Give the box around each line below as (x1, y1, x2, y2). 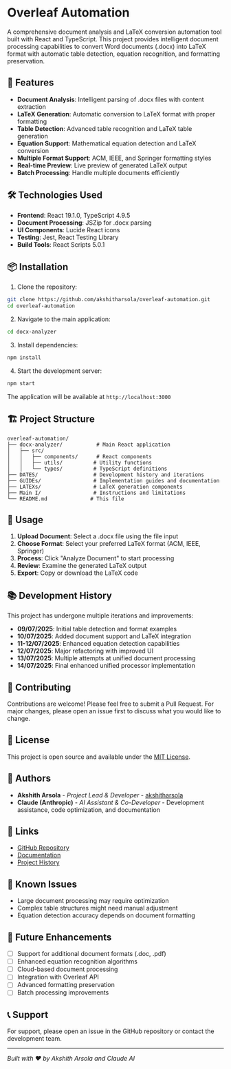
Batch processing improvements (16, 988, 109, 997)
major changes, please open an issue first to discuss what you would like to (7, 707, 221, 715)
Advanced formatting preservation (16, 981, 115, 989)
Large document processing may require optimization (16, 897, 170, 905)
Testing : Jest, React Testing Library (16, 233, 119, 241)
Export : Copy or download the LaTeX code (16, 569, 139, 577)
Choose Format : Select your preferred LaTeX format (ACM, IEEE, (16, 540, 201, 548)
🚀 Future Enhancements (7, 931, 112, 943)
